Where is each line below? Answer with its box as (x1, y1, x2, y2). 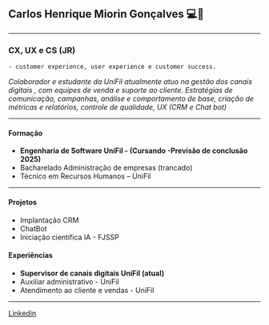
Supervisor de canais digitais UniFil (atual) (19, 268, 165, 278)
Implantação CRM (19, 215, 79, 225)
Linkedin (8, 308, 37, 318)
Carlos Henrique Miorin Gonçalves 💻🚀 (8, 7, 204, 21)
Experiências (8, 251, 54, 260)
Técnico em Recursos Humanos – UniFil (19, 171, 151, 181)
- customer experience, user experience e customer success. (8, 63, 217, 71)
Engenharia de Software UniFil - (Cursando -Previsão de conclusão (19, 146, 248, 155)
